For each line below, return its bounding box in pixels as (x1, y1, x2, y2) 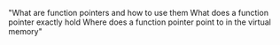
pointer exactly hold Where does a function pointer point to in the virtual (8, 17, 271, 27)
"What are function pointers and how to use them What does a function (8, 8, 269, 18)
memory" (8, 26, 43, 36)
